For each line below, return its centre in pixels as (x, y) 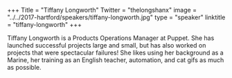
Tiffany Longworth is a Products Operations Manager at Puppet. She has (111, 38)
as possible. (24, 67)
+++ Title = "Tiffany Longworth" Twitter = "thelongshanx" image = (102, 10)
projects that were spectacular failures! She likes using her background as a (115, 52)
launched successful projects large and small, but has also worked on (107, 45)
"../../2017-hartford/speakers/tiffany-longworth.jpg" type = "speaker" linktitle (116, 17)
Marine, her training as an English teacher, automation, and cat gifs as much (116, 60)
